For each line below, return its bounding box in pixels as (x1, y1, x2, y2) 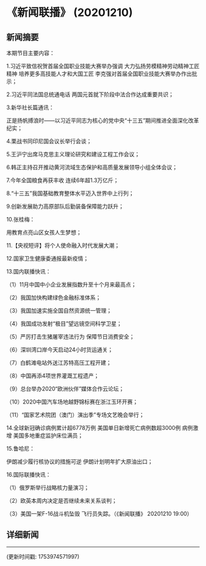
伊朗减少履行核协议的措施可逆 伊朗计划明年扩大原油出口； (6, 458, 153, 465)
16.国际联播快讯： (6, 471, 51, 478)
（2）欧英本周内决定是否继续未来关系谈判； (6, 497, 118, 504)
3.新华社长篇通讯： (6, 104, 55, 111)
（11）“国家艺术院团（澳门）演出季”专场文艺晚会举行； (6, 411, 145, 418)
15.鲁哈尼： (6, 445, 35, 452)
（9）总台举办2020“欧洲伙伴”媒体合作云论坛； (6, 385, 124, 392)
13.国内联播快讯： (6, 268, 51, 275)
